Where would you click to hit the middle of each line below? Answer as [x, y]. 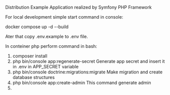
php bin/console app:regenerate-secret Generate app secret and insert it [89, 61]
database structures [33, 77]
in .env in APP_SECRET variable [46, 67]
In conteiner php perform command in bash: [51, 46]
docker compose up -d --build [37, 27]
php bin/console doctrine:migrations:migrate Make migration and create [88, 72]
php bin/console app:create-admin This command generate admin [82, 83]
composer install [30, 56]
